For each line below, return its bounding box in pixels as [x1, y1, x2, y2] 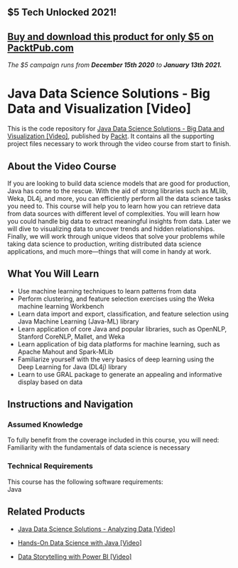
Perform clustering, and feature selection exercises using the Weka [17, 294, 215, 303]
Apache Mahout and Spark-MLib [17, 347, 114, 356]
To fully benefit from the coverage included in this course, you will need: [7, 435, 220, 445]
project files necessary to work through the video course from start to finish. [7, 140, 232, 148]
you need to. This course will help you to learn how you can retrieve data [7, 202, 221, 210]
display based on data [17, 378, 83, 386]
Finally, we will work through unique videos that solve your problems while [7, 232, 225, 240]
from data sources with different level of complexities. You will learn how [7, 209, 220, 217]
